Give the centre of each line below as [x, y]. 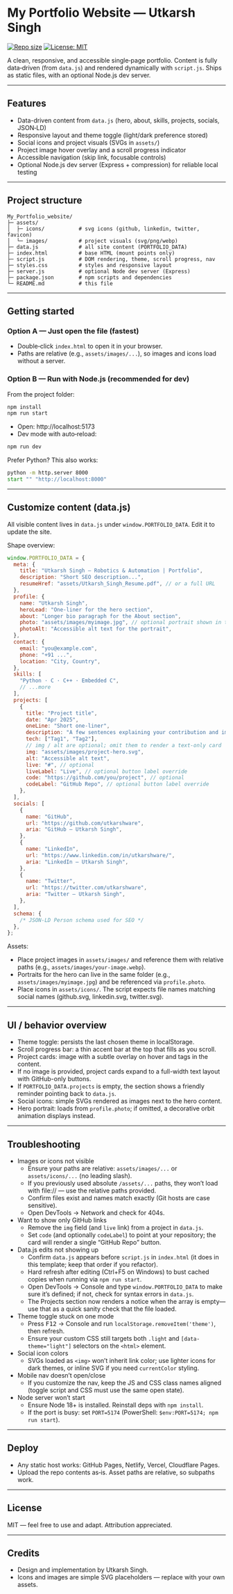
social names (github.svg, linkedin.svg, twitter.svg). [90, 997]
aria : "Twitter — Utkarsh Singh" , [76, 894]
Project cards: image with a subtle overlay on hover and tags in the [113, 1057]
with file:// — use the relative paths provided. [92, 1190]
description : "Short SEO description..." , [82, 577]
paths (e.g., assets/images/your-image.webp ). [81, 967]
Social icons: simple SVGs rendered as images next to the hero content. [120, 1101]
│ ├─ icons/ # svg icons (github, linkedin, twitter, [103, 229]
